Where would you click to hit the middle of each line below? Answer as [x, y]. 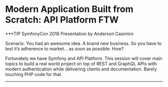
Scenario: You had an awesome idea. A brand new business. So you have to [83, 43]
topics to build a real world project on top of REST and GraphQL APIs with [81, 63]
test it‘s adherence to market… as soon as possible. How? [64, 48]
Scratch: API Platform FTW [62, 20]
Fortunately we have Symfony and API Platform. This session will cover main [84, 58]
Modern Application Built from [69, 9]
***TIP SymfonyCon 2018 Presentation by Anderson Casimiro [69, 33]
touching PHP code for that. [34, 74]
